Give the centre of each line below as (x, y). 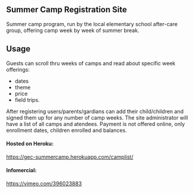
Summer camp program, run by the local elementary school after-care (92, 24)
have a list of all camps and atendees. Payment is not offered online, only (96, 124)
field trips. (27, 99)
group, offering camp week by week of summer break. (73, 30)
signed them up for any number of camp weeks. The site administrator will (97, 117)
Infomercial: (21, 171)
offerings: (18, 69)
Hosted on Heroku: (30, 144)
